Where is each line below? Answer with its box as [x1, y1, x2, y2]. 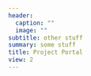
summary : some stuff [8, 41, 77, 49]
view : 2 [8, 56, 34, 64]
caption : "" [15, 19, 55, 27]
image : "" [15, 26, 47, 34]
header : [8, 11, 34, 20]
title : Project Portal [8, 48, 83, 56]
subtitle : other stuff [8, 33, 83, 42]
